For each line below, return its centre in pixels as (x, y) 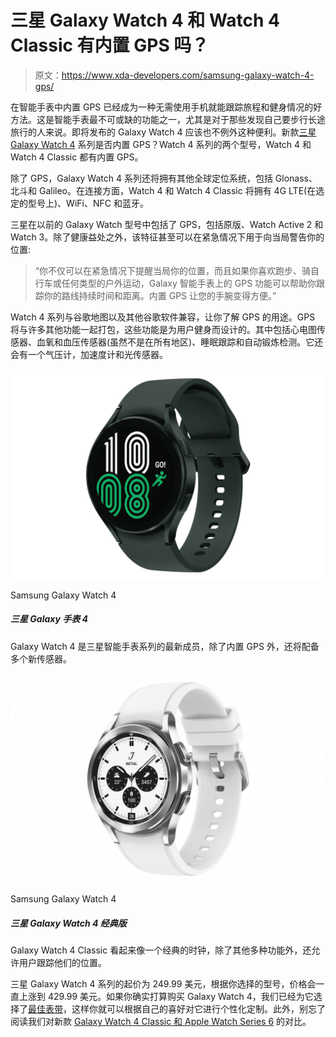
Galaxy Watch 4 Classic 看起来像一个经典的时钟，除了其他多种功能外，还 (161, 950)
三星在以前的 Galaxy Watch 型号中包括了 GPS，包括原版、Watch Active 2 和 (167, 224)
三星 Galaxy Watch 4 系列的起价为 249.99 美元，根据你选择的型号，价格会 (163, 984)
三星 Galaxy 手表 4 (49, 619)
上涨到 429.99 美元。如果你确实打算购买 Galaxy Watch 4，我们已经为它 (166, 997)
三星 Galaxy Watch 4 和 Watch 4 (145, 20)
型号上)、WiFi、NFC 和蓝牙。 (88, 203)
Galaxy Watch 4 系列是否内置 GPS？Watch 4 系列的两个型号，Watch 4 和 (161, 144)
